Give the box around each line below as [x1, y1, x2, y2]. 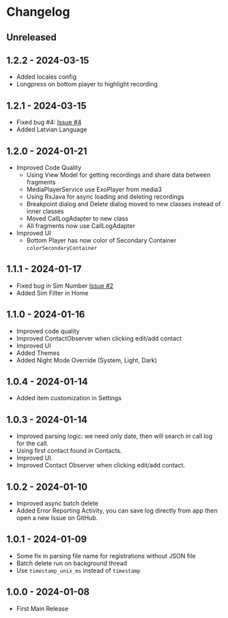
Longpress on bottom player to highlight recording [16, 80, 158, 88]
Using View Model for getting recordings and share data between [26, 171, 211, 179]
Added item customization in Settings [16, 394, 122, 402]
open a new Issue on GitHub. [16, 514, 98, 522]
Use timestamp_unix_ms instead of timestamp [16, 566, 141, 574]
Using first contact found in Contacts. [16, 447, 122, 455]
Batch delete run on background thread [16, 559, 128, 567]
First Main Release [16, 604, 69, 613]
